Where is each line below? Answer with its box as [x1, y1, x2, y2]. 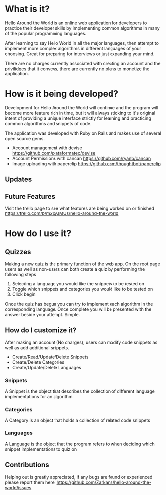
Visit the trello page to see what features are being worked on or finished [5, 205, 155, 212]
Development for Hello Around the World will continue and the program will [5, 104, 159, 110]
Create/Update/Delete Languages [12, 364, 82, 370]
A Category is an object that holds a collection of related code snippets [5, 417, 150, 423]
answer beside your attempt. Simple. [5, 312, 80, 318]
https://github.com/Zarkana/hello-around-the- [56, 479, 151, 485]
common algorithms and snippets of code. [5, 120, 92, 126]
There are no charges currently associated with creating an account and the [5, 60, 161, 66]
